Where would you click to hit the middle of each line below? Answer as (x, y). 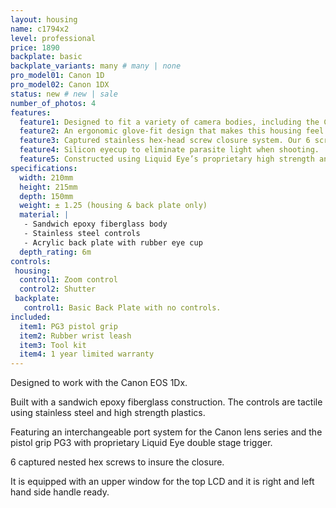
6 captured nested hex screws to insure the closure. (117, 462)
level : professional (53, 38)
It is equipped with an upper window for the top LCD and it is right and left (162, 482)
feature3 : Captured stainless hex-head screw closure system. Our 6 (165, 141)
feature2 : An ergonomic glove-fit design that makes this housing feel (172, 131)
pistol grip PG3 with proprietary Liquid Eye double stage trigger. (141, 443)
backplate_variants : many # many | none (96, 66)
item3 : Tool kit (53, 345)
